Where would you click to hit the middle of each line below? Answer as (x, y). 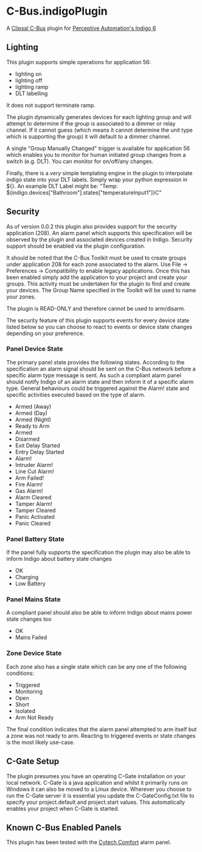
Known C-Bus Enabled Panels (64, 827)
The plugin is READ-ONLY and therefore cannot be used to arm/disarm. (96, 308)
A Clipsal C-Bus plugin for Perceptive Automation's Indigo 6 (81, 28)
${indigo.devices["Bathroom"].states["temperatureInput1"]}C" (84, 192)
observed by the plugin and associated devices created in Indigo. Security (99, 239)
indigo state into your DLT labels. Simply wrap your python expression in (97, 179)
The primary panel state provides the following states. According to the (96, 362)
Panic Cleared (33, 523)
